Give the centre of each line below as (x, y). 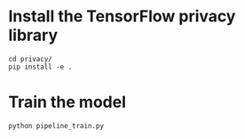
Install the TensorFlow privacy (122, 16)
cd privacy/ (30, 59)
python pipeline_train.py (56, 126)
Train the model (67, 102)
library (33, 35)
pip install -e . (40, 67)
